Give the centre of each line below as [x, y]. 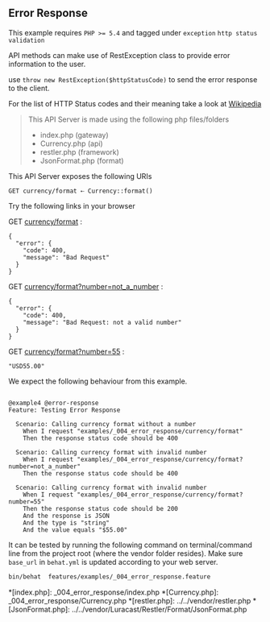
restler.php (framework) [79, 151]
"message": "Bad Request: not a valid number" [102, 322]
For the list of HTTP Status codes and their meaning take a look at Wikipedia [135, 103]
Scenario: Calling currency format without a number [106, 424]
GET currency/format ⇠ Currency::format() [81, 191]
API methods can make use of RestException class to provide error [119, 55]
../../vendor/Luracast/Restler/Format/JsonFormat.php [159, 609]
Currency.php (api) [71, 143]
